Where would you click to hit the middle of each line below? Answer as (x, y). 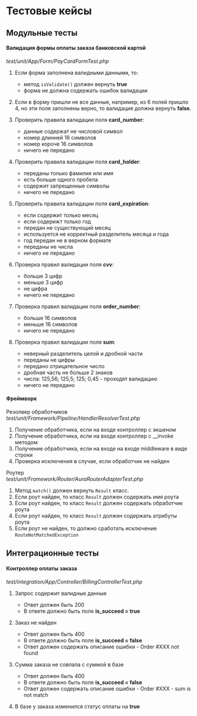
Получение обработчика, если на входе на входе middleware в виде (101, 448)
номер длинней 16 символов (60, 137)
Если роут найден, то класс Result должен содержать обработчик (99, 503)
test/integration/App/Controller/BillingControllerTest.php (75, 582)
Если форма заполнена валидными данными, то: (76, 72)
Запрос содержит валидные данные (61, 593)
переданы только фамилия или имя (68, 173)
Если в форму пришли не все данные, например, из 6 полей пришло (101, 102)
